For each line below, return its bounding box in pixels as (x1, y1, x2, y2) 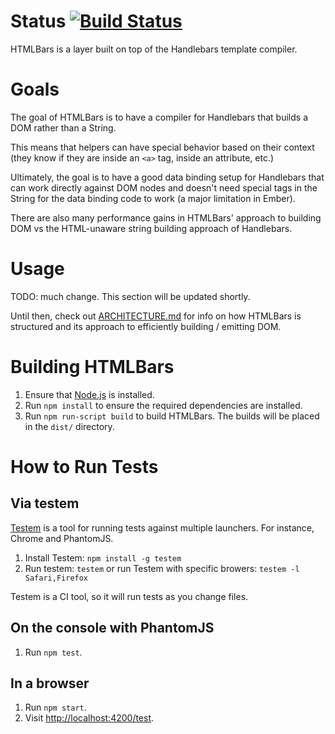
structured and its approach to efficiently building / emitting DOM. (10, 320, 282, 332)
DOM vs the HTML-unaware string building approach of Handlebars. (10, 222, 293, 234)
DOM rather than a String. (10, 121, 117, 134)
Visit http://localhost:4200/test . (24, 712, 155, 724)
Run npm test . (24, 646, 83, 658)
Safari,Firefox (24, 573, 89, 583)
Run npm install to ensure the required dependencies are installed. (24, 399, 303, 411)
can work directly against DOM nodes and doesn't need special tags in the (10, 181, 318, 194)
